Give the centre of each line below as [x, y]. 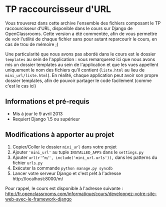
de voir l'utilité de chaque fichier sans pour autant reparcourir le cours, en [81, 39]
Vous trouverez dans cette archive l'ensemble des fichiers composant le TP [83, 23]
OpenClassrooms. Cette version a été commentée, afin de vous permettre [81, 33]
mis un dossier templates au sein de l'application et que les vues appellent [82, 64]
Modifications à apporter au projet [59, 135]
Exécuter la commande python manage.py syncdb [62, 168]
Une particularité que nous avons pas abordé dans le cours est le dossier [80, 54]
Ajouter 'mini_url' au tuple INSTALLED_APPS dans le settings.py [78, 152]
